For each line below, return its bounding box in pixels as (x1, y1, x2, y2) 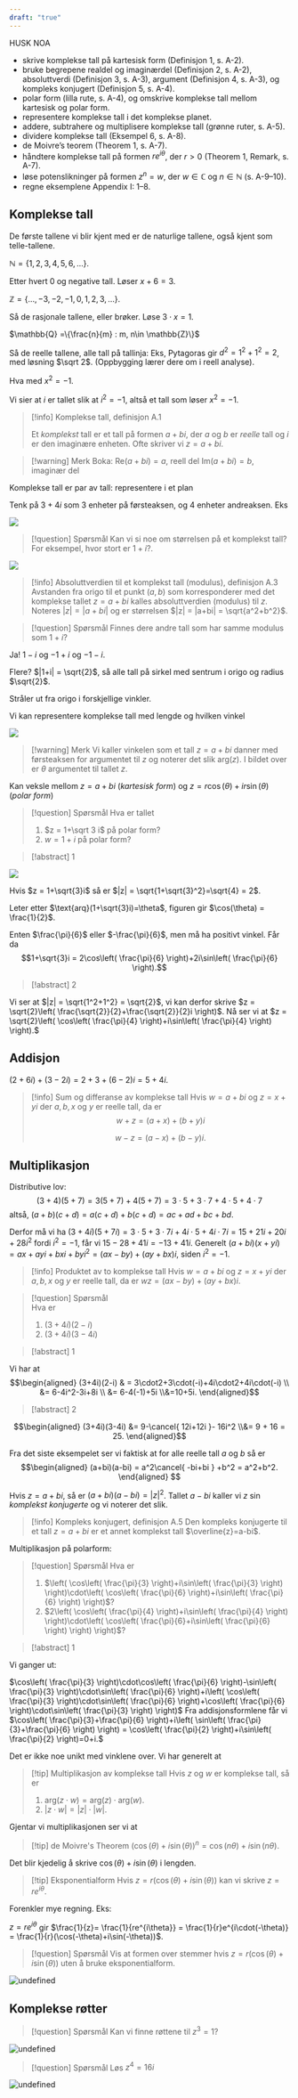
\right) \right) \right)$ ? (44, 1625, 126, 1636)
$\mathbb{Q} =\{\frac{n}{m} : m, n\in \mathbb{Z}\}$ (9, 329, 200, 339)
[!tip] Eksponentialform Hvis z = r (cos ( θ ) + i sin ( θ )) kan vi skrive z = (30, 1874, 280, 1885)
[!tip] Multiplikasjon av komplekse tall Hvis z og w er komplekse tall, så (30, 1769, 290, 1779)
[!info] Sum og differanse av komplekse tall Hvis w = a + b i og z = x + (30, 1092, 286, 1102)
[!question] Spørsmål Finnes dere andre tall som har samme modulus (30, 622, 285, 633)
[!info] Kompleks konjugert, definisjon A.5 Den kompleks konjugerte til (30, 1517, 287, 1527)
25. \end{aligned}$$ (112, 1430, 187, 1441)
